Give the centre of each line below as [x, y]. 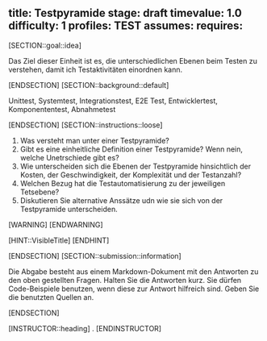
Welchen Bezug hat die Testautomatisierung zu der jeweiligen [123, 183]
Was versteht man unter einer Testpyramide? [94, 140]
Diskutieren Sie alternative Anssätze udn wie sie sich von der [121, 200]
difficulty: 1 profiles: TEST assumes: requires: [126, 26]
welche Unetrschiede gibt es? [69, 157]
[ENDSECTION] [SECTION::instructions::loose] [86, 125]
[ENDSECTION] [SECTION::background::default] [89, 85]
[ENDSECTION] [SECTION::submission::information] [95, 256]
